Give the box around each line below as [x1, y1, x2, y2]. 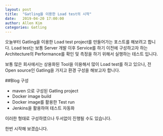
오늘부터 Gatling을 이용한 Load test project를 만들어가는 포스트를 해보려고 [5, 39, 147, 45]
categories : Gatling [5, 25, 47, 30]
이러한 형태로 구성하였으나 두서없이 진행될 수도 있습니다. [5, 116, 112, 121]
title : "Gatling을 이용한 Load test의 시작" [5, 12, 92, 16]
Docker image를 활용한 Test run [12, 99, 75, 105]
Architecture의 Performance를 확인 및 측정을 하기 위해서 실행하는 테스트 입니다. [5, 51, 158, 57]
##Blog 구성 [5, 78, 29, 84]
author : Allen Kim [5, 20, 42, 26]
